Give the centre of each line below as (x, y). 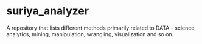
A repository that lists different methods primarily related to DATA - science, (101, 28)
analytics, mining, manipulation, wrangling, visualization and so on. (90, 34)
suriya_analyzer (48, 11)
